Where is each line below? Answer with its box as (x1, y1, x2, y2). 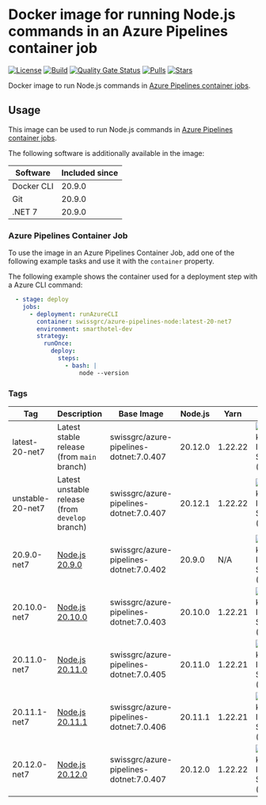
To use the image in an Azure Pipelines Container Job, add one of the (8, 248, 235, 258)
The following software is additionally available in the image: (8, 148, 205, 158)
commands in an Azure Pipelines (8, 22, 228, 40)
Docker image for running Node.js (8, 6, 236, 24)
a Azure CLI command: (8, 280, 83, 290)
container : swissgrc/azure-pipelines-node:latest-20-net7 (36, 317, 232, 325)
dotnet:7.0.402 (109, 564, 166, 575)
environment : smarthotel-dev (36, 325, 133, 333)
